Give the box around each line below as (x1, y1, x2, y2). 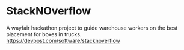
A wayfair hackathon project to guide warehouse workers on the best (6, 24, 178, 31)
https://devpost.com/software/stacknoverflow (6, 37, 120, 44)
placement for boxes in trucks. (6, 30, 82, 37)
